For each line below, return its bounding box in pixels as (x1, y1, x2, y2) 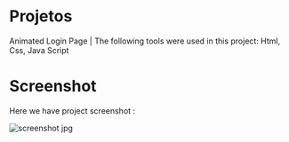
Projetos (9, 6, 73, 27)
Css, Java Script (9, 44, 69, 55)
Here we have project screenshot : (9, 105, 136, 116)
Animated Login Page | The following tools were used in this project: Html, (9, 35, 281, 46)
